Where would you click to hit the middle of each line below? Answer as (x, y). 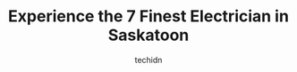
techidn (148, 60)
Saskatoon (148, 35)
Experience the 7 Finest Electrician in (148, 16)
